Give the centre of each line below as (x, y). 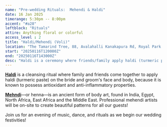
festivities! (16, 120)
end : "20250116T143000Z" (31, 56)
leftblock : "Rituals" (28, 28)
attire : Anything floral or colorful (44, 33)
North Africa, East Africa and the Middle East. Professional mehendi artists (81, 100)
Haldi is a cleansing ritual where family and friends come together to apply (82, 74)
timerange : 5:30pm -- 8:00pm (35, 19)
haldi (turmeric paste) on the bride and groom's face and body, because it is (83, 80)
